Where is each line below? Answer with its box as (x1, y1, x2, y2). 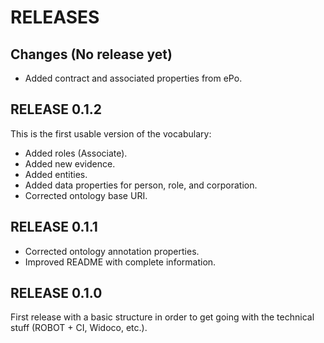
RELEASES (10, 6, 100, 29)
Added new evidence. (24, 157, 116, 170)
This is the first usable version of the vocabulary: (10, 127, 212, 140)
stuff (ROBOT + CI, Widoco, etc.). (10, 322, 148, 334)
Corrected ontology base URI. (24, 189, 148, 201)
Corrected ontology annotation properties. (24, 245, 200, 257)
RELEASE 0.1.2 (10, 101, 102, 118)
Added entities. (24, 168, 88, 180)
